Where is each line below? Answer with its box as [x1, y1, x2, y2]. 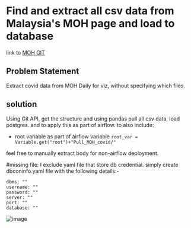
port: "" [6, 199, 28, 205]
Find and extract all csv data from [6, 4, 174, 18]
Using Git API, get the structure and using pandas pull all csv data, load [6, 115, 180, 122]
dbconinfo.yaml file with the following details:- [6, 167, 120, 175]
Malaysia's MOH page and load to [6, 17, 175, 30]
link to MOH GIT [6, 49, 46, 56]
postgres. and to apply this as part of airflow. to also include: [6, 121, 154, 128]
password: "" [6, 189, 39, 195]
